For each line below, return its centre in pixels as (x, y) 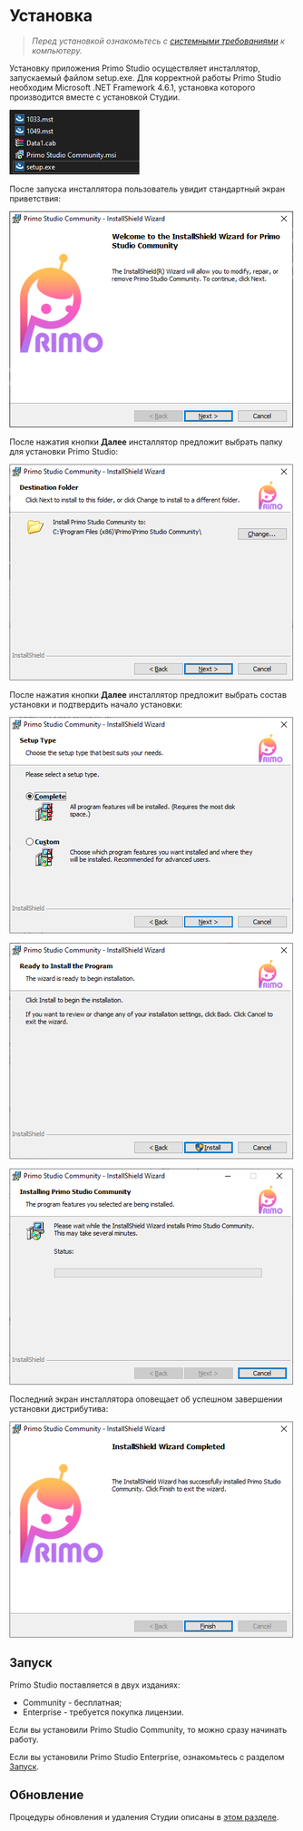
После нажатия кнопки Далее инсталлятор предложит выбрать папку (146, 442)
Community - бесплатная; (72, 1702)
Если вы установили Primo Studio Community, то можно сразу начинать (148, 1729)
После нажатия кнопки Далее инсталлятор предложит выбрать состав (148, 694)
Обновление (47, 1795)
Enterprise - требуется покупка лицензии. (103, 1712)
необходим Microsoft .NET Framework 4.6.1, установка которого (132, 87)
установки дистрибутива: (59, 1408)
